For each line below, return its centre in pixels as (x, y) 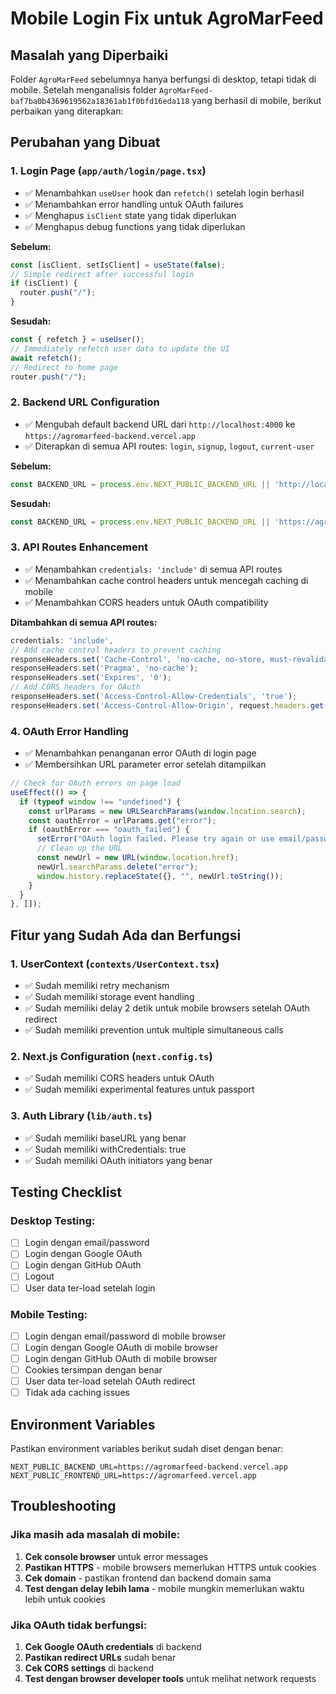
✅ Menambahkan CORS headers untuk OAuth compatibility (146, 602)
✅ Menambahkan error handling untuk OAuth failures (134, 204)
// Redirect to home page (64, 367)
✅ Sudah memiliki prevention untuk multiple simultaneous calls (154, 1030)
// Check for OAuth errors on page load (96, 783)
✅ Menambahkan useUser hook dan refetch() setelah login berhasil (164, 193)
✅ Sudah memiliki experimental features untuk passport (139, 1089)
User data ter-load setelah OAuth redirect (110, 1381)
